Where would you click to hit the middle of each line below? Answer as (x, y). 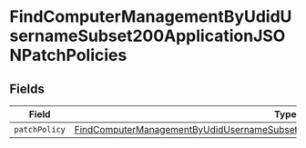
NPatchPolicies (68, 55)
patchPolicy (40, 129)
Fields (27, 89)
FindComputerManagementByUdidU (151, 17)
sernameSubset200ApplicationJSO (148, 36)
